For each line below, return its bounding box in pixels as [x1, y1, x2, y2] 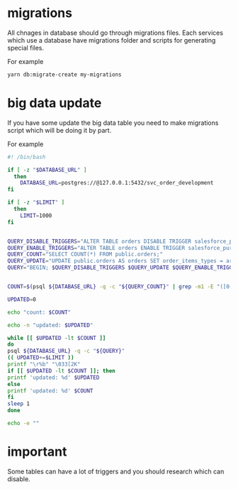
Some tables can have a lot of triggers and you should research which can [7, 467, 225, 476]
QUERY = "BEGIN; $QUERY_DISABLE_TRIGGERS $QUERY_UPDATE [7, 264, 170, 271]
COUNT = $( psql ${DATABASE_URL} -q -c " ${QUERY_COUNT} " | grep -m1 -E [7, 283, 214, 290]
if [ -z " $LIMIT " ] [7, 199, 65, 207]
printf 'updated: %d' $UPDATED [7, 374, 100, 381]
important [7, 444, 67, 460]
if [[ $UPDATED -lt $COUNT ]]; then [7, 367, 115, 374]
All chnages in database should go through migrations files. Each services [7, 28, 224, 37]
